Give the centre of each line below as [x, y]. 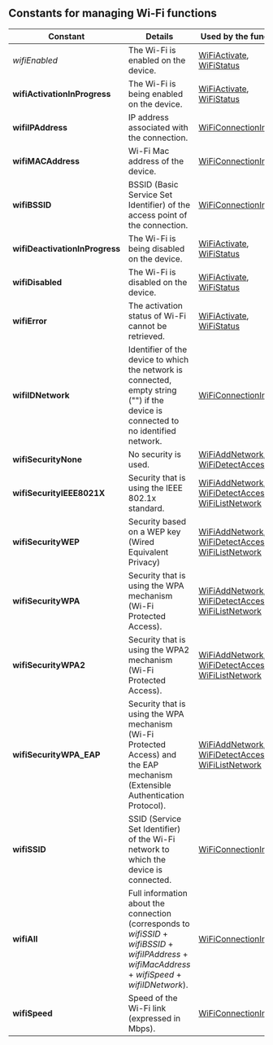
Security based [158, 521]
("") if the [146, 400]
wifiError [30, 321]
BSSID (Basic [154, 184]
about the [147, 903]
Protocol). [147, 806]
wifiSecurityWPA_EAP [56, 754]
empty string [153, 390]
